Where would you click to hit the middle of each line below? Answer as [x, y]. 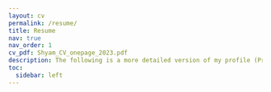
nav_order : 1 [30, 46]
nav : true [25, 38]
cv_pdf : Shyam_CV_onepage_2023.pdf [68, 53]
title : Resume [32, 30]
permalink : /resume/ [43, 23]
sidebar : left [39, 75]
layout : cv [27, 16]
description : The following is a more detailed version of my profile [129, 61]
